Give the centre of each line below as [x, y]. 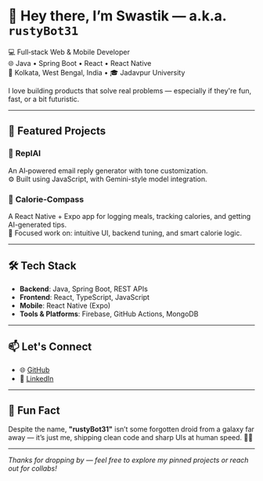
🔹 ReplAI [25, 154]
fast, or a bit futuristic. [44, 99]
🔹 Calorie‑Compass [46, 199]
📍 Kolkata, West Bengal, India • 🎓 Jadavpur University [97, 72]
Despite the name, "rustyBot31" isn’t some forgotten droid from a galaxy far [131, 429]
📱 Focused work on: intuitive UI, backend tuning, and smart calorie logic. [125, 233]
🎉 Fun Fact [34, 410]
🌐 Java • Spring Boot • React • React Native [80, 63]
